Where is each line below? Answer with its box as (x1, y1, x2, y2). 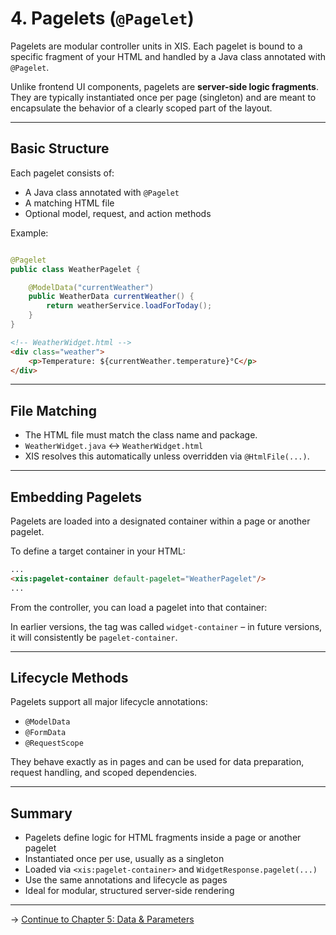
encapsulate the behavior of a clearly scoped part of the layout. (10, 102, 273, 114)
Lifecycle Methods (10, 670, 129, 687)
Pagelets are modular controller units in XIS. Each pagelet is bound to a (10, 40, 303, 52)
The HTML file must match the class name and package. (24, 429, 258, 441)
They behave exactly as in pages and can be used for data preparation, (10, 756, 305, 768)
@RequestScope (24, 738, 84, 749)
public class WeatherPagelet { (10, 264, 141, 274)
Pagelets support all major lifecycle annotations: (10, 696, 208, 708)
